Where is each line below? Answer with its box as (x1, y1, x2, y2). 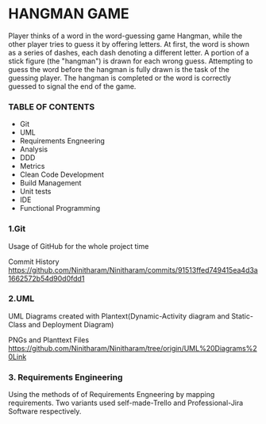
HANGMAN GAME (8, 5, 129, 23)
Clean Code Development (19, 170, 105, 179)
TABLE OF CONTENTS (8, 101, 95, 112)
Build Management (19, 178, 82, 188)
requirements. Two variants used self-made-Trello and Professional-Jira (8, 398, 244, 408)
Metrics (19, 162, 45, 171)
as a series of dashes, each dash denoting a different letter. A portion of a (8, 48, 249, 57)
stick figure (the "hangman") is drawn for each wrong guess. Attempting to (8, 56, 253, 66)
